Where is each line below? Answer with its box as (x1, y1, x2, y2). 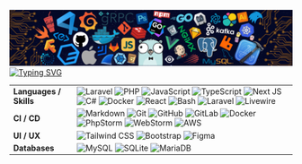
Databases (13, 142, 55, 153)
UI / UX (13, 130, 40, 141)
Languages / (13, 86, 61, 97)
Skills (13, 96, 34, 107)
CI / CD (13, 113, 40, 124)
